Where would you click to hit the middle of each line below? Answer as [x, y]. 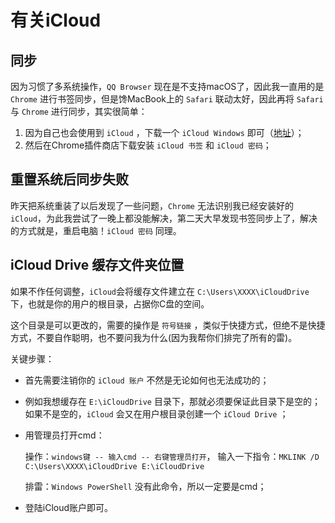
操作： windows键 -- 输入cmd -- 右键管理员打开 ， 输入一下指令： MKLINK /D [172, 456]
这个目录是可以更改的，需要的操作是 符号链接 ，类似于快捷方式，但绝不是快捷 [168, 325]
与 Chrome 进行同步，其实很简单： [79, 111]
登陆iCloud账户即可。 [69, 507]
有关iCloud [56, 20]
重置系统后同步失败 [69, 179]
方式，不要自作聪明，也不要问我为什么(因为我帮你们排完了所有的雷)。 [154, 337]
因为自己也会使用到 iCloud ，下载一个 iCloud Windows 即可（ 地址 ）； [164, 132]
